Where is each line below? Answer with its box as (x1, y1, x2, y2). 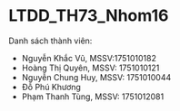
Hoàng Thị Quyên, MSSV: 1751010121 (21, 62, 160, 73)
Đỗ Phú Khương (21, 81, 81, 92)
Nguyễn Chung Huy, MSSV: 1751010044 (21, 71, 172, 82)
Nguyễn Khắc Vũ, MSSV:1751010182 (21, 52, 156, 63)
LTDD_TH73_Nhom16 (8, 5, 169, 26)
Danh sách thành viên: (8, 35, 93, 46)
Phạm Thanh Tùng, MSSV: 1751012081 (21, 91, 165, 102)
